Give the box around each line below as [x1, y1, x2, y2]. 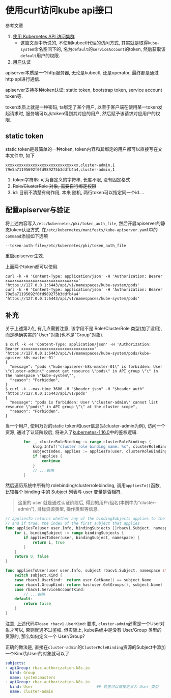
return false [23, 601, 51, 606]
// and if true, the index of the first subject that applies [5, 521, 140, 526]
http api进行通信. [5, 76, 41, 82]
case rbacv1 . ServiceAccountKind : [14, 587, 85, 592]
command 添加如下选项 [5, 233, 48, 239]
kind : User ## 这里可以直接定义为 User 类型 [10, 684, 159, 689]
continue [41, 458, 60, 464]
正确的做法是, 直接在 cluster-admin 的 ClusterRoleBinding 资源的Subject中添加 [5, 644, 166, 650]
